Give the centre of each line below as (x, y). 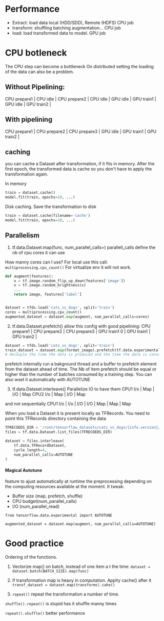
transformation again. (27, 174)
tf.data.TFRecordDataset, (40, 445)
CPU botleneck (36, 53)
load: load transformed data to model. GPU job (59, 33)
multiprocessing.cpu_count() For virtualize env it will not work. (68, 267)
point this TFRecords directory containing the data (56, 418)
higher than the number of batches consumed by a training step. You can (79, 374)
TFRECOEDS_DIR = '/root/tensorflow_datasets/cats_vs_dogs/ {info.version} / (83, 428)
